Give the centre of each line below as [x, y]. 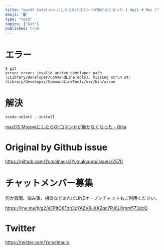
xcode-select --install [30, 117]
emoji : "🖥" [17, 15]
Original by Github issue [56, 147]
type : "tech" [19, 19]
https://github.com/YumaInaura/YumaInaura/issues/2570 [64, 161]
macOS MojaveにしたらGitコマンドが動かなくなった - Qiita [66, 127]
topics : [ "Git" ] [22, 24]
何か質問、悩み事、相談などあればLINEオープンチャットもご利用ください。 [82, 198]
